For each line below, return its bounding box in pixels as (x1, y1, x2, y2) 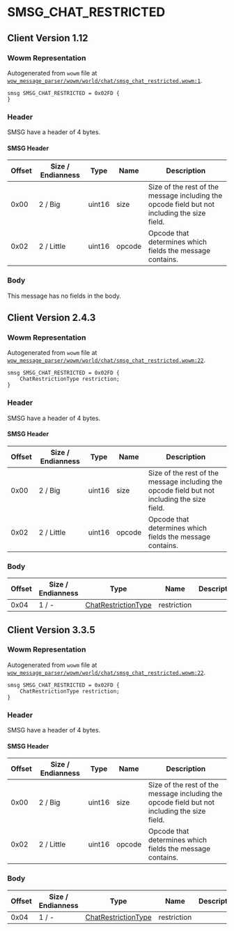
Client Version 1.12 (7, 32, 88, 44)
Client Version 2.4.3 (7, 312, 96, 324)
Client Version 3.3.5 (7, 623, 95, 636)
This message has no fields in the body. (7, 291, 122, 300)
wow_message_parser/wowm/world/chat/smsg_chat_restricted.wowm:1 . (7, 76, 203, 85)
